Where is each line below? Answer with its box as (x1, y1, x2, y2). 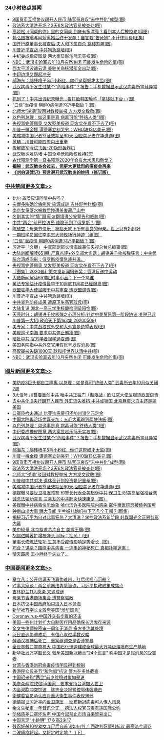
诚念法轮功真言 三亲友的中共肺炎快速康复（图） (12, 496, 108, 501)
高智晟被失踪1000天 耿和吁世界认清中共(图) (12, 348, 100, 354)
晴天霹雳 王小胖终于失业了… (12, 551, 69, 557)
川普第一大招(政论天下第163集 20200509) (12, 317, 97, 323)
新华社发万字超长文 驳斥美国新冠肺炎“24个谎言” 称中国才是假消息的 (12, 650, 148, 656)
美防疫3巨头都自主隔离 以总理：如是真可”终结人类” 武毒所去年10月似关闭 (12, 380, 159, 385)
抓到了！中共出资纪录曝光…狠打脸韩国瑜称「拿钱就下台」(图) (12, 96, 135, 102)
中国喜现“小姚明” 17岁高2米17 (12, 717, 71, 723)
